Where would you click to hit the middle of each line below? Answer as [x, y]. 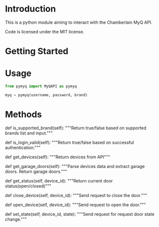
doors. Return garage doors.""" [36, 171]
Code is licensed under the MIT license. [45, 31]
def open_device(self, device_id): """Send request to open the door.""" [76, 205]
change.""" [16, 219]
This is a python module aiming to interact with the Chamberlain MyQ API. [79, 22]
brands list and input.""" [29, 133]
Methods [24, 114]
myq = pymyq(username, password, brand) [47, 95]
